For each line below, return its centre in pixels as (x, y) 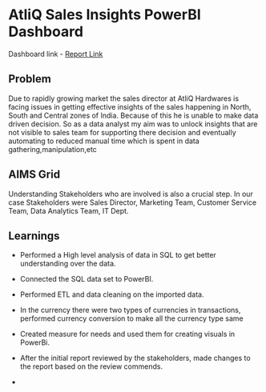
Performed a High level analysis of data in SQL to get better (118, 255)
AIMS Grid (34, 175)
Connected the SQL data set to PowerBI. (87, 279)
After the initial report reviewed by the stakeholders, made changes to (135, 358)
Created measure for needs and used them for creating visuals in (127, 334)
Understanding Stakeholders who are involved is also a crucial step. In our (131, 194)
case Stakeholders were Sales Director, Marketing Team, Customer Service (133, 202)
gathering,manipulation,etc (53, 149)
